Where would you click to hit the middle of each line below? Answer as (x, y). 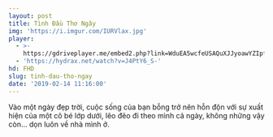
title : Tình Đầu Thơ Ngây (52, 24)
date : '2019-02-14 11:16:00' (58, 83)
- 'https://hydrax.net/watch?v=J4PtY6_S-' (89, 62)
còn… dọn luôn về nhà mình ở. (59, 124)
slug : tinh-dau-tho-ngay (50, 76)
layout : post (30, 16)
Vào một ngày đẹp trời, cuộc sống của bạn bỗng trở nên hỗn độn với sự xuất (136, 107)
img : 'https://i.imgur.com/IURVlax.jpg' (78, 31)
